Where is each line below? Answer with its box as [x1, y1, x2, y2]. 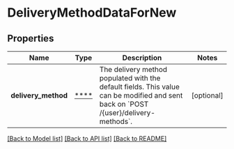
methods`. [99, 116, 133, 126]
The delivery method [99, 64, 168, 74]
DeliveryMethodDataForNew [7, 5, 177, 21]
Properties [7, 33, 54, 44]
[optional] [191, 91, 224, 100]
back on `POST [99, 99, 149, 109]
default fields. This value [99, 82, 180, 91]
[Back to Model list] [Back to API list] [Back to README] [7, 134, 167, 143]
